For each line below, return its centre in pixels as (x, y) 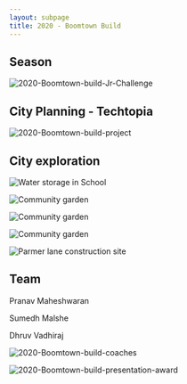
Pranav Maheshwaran (49, 300)
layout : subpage (39, 17)
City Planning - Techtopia (81, 111)
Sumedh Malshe (39, 318)
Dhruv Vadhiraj (37, 335)
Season (31, 62)
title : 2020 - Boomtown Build (65, 26)
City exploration (55, 161)
